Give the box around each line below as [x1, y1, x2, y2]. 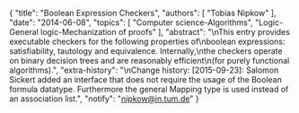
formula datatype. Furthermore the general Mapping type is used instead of [9, 84, 289, 94]
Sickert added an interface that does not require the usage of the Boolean [9, 74, 283, 84]
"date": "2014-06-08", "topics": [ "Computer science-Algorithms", [9, 17, 253, 28]
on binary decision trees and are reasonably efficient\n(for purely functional [9, 56, 290, 65]
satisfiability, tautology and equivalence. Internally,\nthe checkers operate [9, 46, 283, 56]
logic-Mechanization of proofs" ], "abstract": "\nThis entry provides [40, 27, 290, 37]
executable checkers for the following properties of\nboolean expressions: [9, 36, 286, 47]
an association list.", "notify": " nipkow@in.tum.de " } [9, 93, 199, 104]
